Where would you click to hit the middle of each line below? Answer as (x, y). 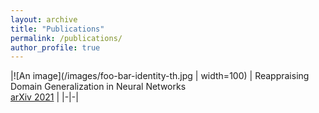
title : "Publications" (57, 29)
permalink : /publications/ (66, 38)
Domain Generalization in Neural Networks (98, 87)
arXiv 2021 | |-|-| (44, 97)
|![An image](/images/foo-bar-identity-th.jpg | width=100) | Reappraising (160, 76)
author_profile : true (55, 47)
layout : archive (44, 19)
